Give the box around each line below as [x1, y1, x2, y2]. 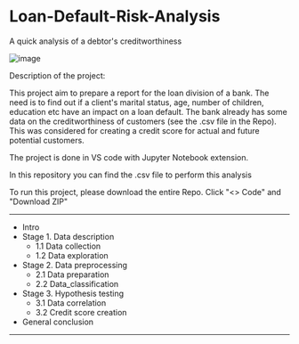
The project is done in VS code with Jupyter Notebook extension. [9, 152, 249, 162]
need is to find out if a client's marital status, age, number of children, [9, 96, 264, 108]
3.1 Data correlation [35, 297, 107, 308]
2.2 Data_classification [35, 278, 119, 289]
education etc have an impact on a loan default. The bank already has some [9, 106, 287, 117]
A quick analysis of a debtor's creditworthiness [9, 36, 182, 46]
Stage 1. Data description [21, 231, 115, 242]
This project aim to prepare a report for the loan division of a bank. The [9, 87, 270, 98]
